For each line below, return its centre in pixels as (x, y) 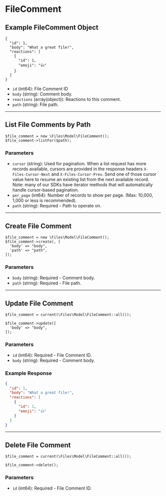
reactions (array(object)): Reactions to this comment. (66, 99)
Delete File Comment (38, 445)
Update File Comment (39, 303)
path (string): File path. (35, 104)
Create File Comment (38, 226)
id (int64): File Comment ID (40, 89)
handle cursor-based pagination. (45, 190)
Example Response (29, 373)
